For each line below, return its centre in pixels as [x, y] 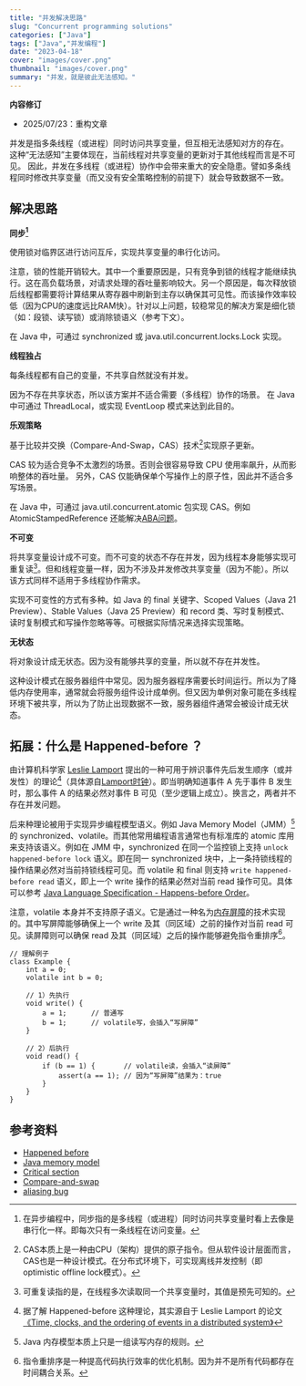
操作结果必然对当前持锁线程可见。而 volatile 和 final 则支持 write [131, 869]
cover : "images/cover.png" [61, 60]
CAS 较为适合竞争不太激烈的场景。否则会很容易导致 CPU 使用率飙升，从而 [149, 464]
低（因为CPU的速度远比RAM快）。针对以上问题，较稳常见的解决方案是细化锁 [153, 305]
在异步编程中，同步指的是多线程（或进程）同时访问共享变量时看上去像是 [158, 1219]
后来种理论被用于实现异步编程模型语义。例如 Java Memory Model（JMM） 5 [153, 823]
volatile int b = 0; [65, 978]
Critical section [51, 1172]
